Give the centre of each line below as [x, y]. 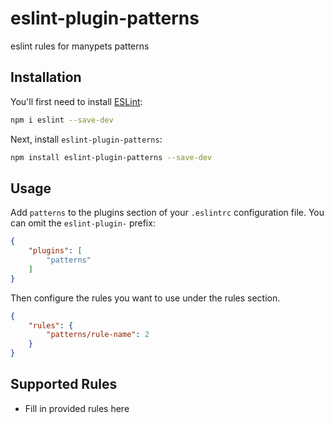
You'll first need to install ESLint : [76, 101]
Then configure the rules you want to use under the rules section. [145, 298]
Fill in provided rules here [77, 408]
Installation [46, 77]
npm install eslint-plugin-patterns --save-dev [111, 157]
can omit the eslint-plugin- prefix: [83, 223]
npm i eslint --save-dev [62, 120]
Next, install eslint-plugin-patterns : [86, 139]
